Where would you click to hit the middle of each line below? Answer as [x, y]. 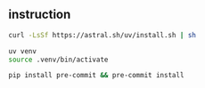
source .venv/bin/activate [58, 60]
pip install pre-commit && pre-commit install [96, 76]
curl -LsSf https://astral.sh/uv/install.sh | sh [102, 35]
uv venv [23, 51]
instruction [40, 15]
